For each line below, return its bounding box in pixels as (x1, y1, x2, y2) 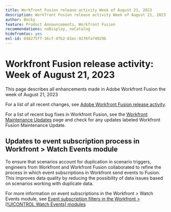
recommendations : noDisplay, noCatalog (5, 27, 91, 32)
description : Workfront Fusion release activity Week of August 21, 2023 (5, 12, 166, 17)
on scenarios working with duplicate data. (5, 180, 94, 186)
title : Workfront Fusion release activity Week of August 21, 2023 (5, 7, 153, 13)
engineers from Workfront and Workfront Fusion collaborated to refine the (5, 164, 161, 170)
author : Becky (5, 17, 36, 22)
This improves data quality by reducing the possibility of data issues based (5, 175, 163, 181)
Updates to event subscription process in (5, 137, 140, 146)
